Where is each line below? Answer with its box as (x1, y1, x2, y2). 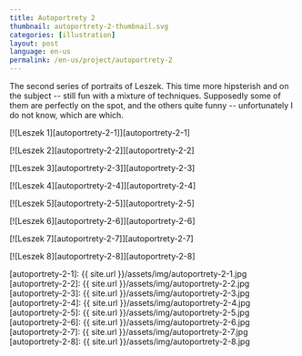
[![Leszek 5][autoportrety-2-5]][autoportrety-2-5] (9, 198, 196, 209)
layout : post (9, 38, 59, 48)
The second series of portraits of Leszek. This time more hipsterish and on (9, 81, 289, 91)
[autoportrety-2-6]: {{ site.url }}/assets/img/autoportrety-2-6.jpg (9, 317, 250, 328)
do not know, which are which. (9, 110, 125, 120)
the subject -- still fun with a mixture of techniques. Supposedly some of (9, 90, 282, 101)
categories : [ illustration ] (9, 30, 116, 39)
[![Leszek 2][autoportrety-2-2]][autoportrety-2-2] (9, 145, 195, 156)
